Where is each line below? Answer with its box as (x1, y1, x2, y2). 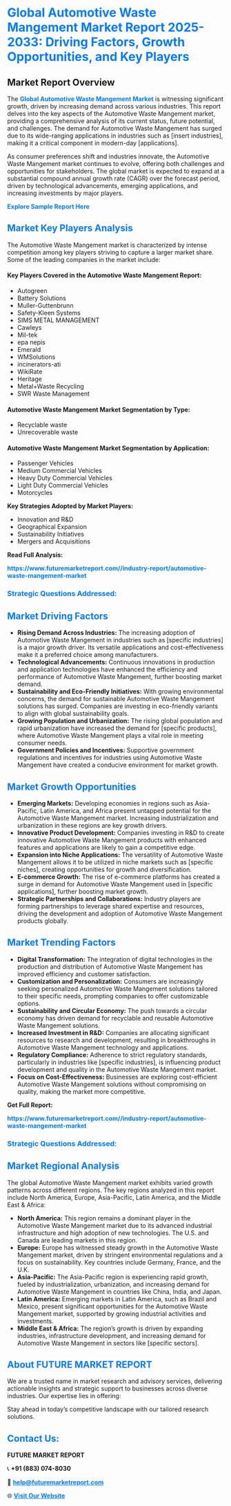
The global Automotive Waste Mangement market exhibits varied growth (7, 1178, 213, 1187)
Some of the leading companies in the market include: (7, 255, 161, 263)
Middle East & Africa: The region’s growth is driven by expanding (17, 1324, 203, 1332)
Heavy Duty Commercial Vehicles (17, 474, 112, 482)
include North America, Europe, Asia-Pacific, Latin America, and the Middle (7, 1193, 221, 1201)
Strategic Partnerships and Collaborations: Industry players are (17, 894, 201, 903)
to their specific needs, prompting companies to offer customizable (17, 992, 209, 1000)
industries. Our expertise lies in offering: (7, 1392, 121, 1400)
